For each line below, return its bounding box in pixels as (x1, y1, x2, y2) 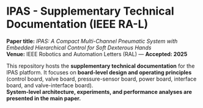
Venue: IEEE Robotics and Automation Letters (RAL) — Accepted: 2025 (6, 50, 188, 57)
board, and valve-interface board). (6, 81, 94, 89)
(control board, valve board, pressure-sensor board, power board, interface (6, 75, 197, 82)
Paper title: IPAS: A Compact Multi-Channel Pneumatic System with (6, 37, 178, 45)
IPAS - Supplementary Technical (6, 4, 174, 18)
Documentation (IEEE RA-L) (6, 17, 149, 31)
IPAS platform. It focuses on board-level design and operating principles (6, 68, 192, 76)
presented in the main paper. (6, 95, 81, 102)
